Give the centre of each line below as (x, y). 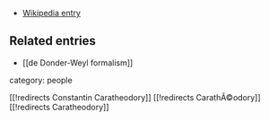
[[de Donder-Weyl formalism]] (78, 63)
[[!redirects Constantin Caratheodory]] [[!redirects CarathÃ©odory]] (135, 97)
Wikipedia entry (51, 13)
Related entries (53, 41)
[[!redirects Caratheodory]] (59, 107)
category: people (41, 80)
